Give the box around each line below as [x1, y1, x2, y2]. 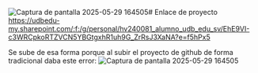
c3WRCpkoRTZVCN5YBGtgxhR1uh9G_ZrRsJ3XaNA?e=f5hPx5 [8, 32, 211, 42]
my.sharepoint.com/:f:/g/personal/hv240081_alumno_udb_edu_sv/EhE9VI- [8, 24, 250, 33]
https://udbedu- [8, 16, 60, 25]
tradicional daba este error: [8, 56, 97, 65]
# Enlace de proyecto [147, 8, 218, 16]
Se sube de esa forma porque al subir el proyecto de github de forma [8, 48, 233, 57]
